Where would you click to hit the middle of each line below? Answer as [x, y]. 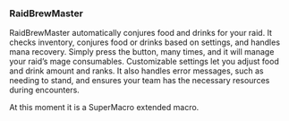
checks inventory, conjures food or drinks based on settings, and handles [144, 42]
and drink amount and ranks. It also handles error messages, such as [136, 71]
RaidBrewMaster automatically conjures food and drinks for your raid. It [141, 33]
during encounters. [45, 90]
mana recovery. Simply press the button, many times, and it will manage [142, 52]
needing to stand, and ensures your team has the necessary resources [140, 81]
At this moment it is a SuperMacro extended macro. [104, 108]
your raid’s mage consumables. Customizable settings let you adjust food [144, 62]
